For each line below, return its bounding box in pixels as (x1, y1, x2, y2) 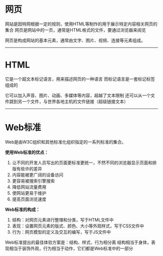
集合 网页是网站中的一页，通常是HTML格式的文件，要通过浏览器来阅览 (5, 27, 146, 33)
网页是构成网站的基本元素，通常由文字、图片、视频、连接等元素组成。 (5, 37, 146, 43)
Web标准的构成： (5, 206, 40, 212)
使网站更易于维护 (12, 190, 47, 196)
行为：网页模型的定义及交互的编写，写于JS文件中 (12, 229, 111, 235)
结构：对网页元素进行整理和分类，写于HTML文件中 (12, 217, 114, 222)
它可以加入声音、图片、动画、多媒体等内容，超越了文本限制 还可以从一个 (5, 92, 151, 98)
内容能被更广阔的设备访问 (12, 172, 64, 178)
